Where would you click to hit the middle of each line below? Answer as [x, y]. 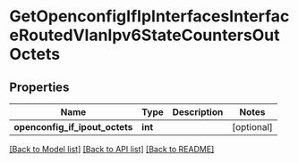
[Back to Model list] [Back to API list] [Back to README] [112, 149]
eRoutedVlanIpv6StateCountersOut [145, 35]
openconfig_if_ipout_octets [73, 127]
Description [198, 112]
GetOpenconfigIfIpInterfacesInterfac [149, 16]
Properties [39, 87]
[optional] [252, 127]
